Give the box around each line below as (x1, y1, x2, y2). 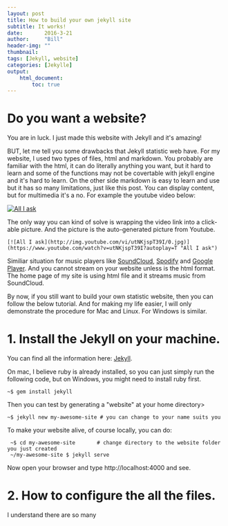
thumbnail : (7, 49, 39, 56)
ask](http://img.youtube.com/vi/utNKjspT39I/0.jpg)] (35, 239, 190, 246)
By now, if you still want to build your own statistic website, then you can (7, 292, 214, 301)
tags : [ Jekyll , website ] (7, 55, 79, 62)
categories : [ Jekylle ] (7, 62, 73, 69)
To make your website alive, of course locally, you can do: (7, 426, 173, 435)
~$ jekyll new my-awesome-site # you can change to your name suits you (7, 414, 221, 421)
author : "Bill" (7, 36, 64, 43)
